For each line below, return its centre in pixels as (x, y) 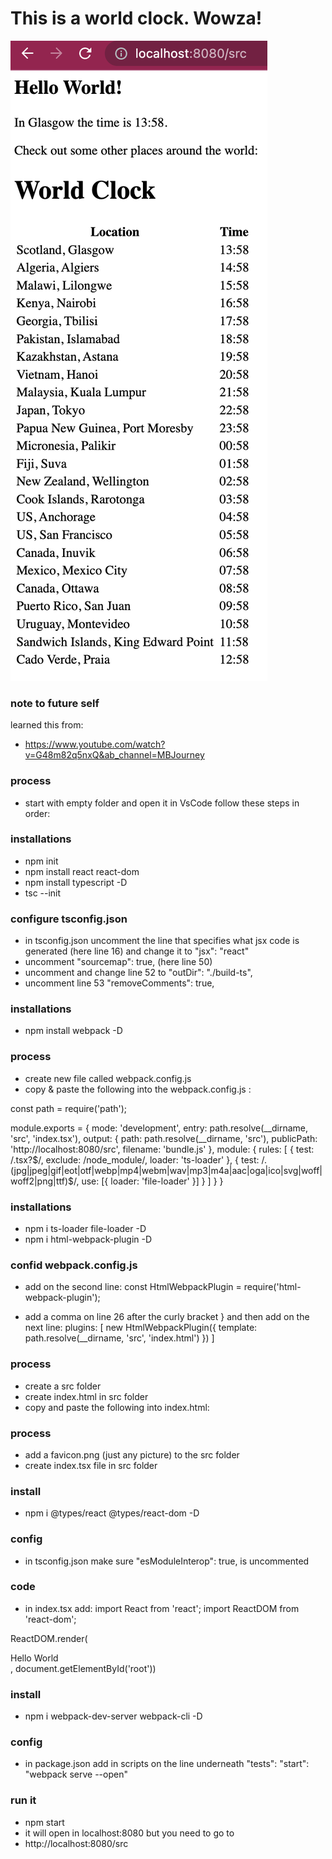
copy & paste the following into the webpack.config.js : (138, 1089)
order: (37, 813)
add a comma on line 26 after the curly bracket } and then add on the (167, 1317)
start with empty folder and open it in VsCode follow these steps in (162, 803)
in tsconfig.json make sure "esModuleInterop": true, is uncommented (167, 1561)
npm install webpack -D (73, 1031)
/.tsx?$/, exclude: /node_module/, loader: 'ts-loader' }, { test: (135, 1159)
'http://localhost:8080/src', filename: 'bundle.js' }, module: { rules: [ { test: (162, 1149)
